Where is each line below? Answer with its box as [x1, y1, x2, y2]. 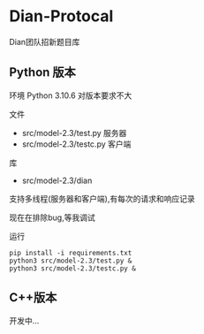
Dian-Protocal [9, 6, 114, 27]
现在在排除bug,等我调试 [9, 212, 95, 223]
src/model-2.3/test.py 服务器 [21, 127, 127, 138]
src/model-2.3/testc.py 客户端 [21, 139, 132, 149]
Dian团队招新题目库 [9, 36, 80, 47]
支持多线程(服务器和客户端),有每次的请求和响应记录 [9, 193, 196, 204]
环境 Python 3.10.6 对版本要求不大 [9, 90, 132, 101]
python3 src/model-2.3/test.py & [9, 256, 132, 265]
